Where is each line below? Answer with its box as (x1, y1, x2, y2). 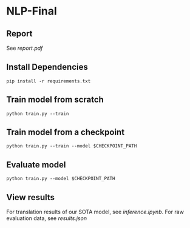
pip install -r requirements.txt (6, 78, 91, 84)
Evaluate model (6, 159, 66, 170)
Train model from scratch (6, 95, 104, 105)
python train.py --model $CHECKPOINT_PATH (6, 176, 115, 182)
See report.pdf (6, 44, 43, 52)
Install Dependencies (6, 62, 88, 72)
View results (6, 192, 55, 203)
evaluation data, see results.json (6, 215, 87, 222)
